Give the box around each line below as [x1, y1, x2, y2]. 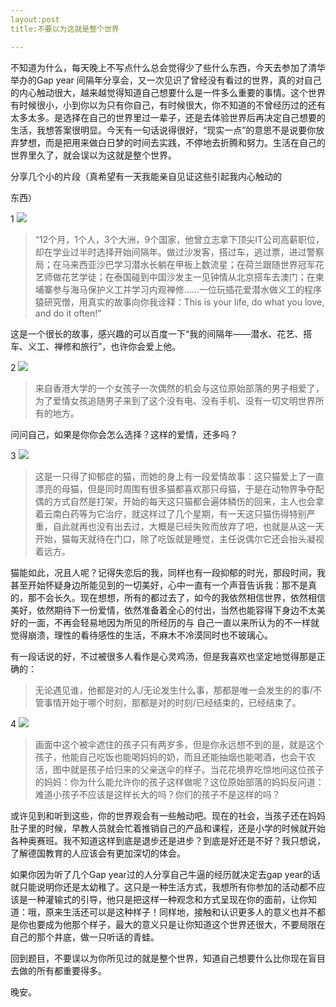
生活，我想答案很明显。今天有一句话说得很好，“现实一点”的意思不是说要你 [10, 124, 317, 136]
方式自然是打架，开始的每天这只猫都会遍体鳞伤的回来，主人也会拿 [52, 495, 325, 507]
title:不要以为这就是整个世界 [10, 24, 120, 34]
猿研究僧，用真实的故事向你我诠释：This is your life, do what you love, [34, 296, 325, 308]
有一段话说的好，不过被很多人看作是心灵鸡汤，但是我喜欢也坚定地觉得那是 [10, 650, 317, 662]
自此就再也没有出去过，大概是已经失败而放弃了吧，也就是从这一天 [52, 520, 325, 532]
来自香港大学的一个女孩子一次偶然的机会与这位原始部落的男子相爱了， [34, 382, 325, 394]
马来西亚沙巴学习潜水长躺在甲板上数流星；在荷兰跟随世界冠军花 [61, 258, 325, 270]
